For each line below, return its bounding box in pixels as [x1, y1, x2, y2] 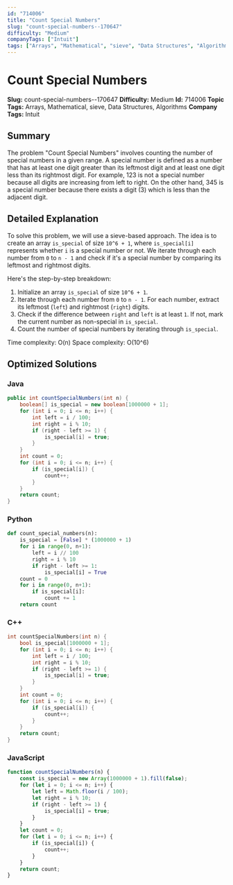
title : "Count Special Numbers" [7, 17, 101, 24]
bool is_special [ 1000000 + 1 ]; [19, 640, 110, 647]
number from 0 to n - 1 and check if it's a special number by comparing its [7, 253, 222, 262]
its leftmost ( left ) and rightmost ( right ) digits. [17, 303, 150, 311]
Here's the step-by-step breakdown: [7, 274, 112, 283]
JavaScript [7, 753, 45, 763]
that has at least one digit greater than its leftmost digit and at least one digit [7, 163, 225, 171]
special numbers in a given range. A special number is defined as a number [7, 155, 223, 164]
